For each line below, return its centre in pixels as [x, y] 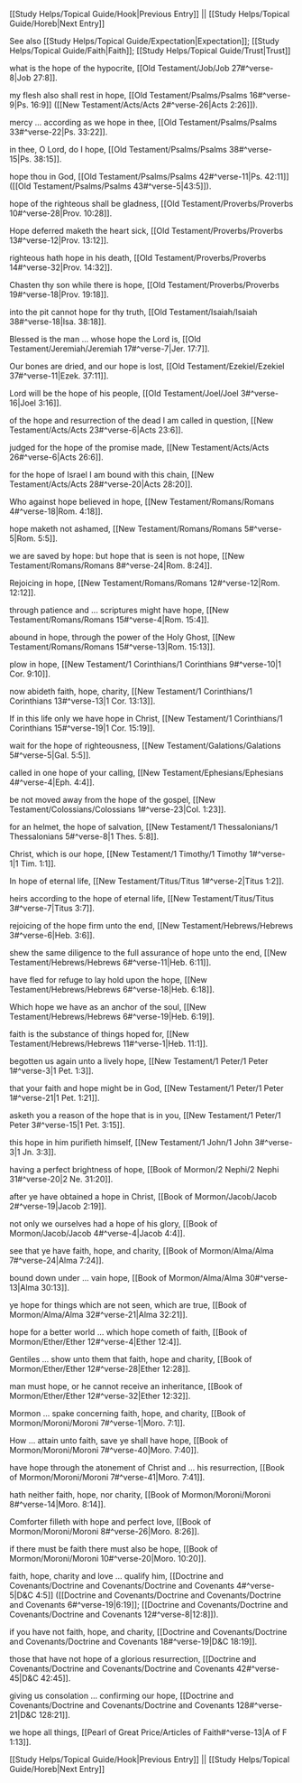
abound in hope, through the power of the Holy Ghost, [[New [123, 637]
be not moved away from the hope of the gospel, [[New [113, 800]
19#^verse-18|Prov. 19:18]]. [59, 294]
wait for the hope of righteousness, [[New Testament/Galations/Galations [145, 746]
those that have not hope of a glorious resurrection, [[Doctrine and [133, 1659]
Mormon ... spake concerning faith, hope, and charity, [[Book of [128, 1413]
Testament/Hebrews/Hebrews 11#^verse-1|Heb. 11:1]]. [109, 1044]
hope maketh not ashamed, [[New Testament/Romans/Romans [126, 529]
